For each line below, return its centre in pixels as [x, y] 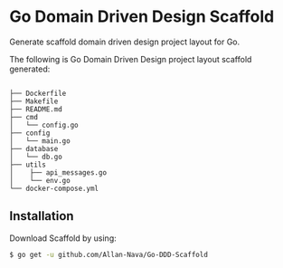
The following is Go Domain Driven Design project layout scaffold [131, 59]
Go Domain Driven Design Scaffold [142, 17]
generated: [30, 69]
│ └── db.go [36, 157]
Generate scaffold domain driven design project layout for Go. [125, 42]
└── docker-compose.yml [54, 188]
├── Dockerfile [38, 93]
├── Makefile [34, 101]
